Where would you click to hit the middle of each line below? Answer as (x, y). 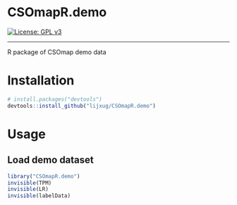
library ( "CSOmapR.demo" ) (44, 176)
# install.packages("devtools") (55, 99)
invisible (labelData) (39, 196)
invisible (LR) (28, 190)
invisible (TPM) (30, 183)
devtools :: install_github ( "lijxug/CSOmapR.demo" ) (82, 106)
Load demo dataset (50, 160)
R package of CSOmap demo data (57, 52)
